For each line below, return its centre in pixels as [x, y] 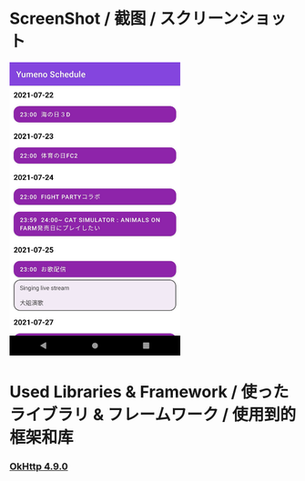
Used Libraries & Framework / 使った [149, 391]
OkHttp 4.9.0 [39, 466]
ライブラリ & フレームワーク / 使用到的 [153, 414]
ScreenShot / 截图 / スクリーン [124, 19]
